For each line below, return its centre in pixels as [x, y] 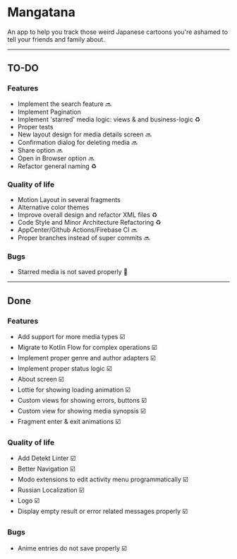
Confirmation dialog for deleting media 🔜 [78, 142]
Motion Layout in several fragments [69, 199]
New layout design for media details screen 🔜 [84, 134]
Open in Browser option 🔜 [56, 158]
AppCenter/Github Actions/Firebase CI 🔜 [77, 230]
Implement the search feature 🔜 [64, 104]
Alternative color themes [53, 207]
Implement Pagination [49, 112]
